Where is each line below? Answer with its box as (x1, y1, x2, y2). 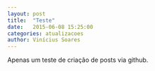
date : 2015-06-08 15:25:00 (7, 23, 93, 30)
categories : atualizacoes (7, 30, 84, 37)
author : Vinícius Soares (7, 37, 81, 44)
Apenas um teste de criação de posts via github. (7, 56, 149, 64)
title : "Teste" (7, 17, 55, 24)
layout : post (7, 10, 46, 18)
